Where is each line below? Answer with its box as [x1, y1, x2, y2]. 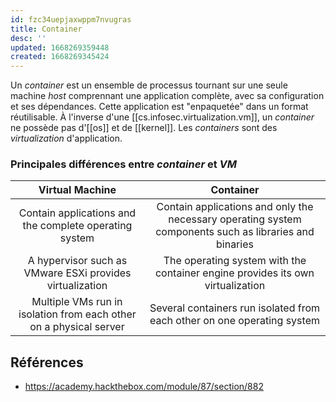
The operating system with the [163, 254, 307, 268]
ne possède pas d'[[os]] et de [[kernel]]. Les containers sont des [10, 122, 278, 134]
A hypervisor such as [27, 254, 128, 268]
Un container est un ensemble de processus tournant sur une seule [10, 79, 288, 91]
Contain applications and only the [156, 200, 314, 214]
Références [10, 354, 84, 371]
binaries [216, 237, 254, 251]
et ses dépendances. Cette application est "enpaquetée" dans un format [10, 101, 309, 113]
